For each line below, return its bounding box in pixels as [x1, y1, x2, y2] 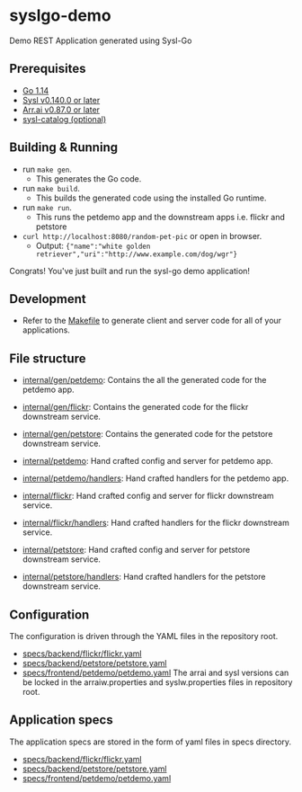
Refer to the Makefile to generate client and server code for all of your [22, 316, 281, 326]
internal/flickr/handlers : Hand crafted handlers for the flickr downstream [22, 518, 289, 529]
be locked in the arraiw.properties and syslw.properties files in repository [22, 677, 293, 688]
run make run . [22, 201, 72, 212]
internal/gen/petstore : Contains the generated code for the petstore [22, 429, 273, 440]
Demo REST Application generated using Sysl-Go [9, 35, 192, 46]
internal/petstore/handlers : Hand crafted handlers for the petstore [22, 572, 267, 583]
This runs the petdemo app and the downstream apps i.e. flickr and [35, 211, 286, 222]
